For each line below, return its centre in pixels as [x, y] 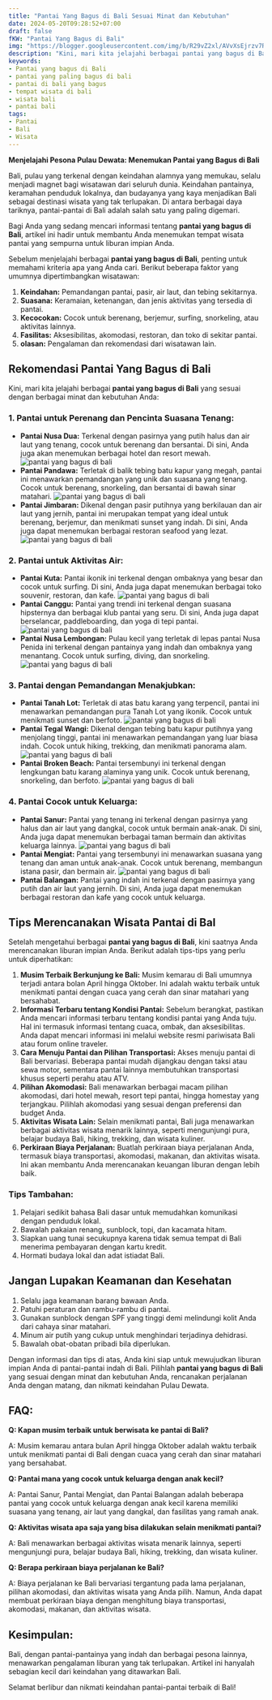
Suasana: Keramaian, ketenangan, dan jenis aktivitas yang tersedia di [136, 300]
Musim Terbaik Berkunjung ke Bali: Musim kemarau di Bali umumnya [136, 975]
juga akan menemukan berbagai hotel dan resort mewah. [115, 453]
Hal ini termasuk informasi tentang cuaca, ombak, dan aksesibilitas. [132, 1027]
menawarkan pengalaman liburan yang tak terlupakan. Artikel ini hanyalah [132, 1663]
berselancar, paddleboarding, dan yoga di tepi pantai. [109, 621]
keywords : [25, 62]
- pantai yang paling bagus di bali [70, 76]
